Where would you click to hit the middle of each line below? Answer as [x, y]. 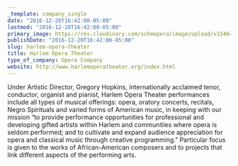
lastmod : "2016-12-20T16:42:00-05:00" [64, 27]
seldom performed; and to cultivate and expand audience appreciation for [115, 132]
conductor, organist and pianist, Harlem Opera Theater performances [109, 94]
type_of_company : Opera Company [55, 60]
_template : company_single [47, 14]
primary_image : [30, 34]
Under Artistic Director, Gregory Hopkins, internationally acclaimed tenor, [114, 87]
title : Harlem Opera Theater [50, 54]
